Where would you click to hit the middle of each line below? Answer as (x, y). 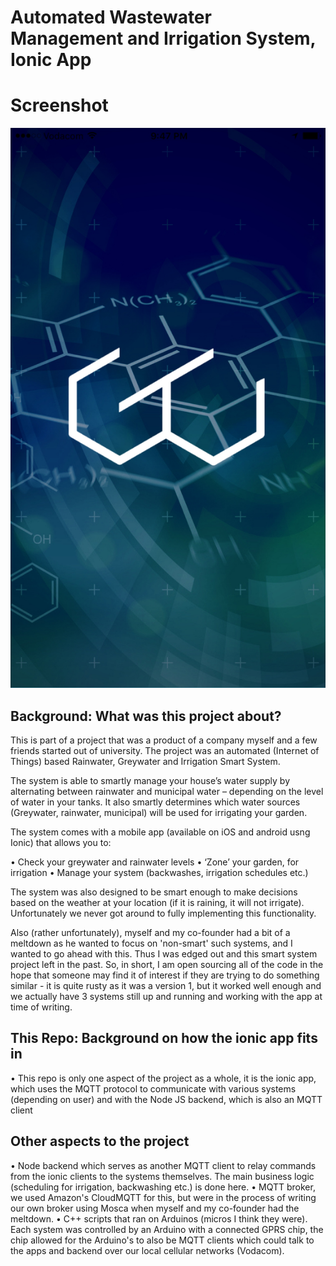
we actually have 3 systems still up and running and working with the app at (166, 996)
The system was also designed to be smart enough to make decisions (154, 892)
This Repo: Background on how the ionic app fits (164, 1038)
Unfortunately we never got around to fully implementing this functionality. (163, 913)
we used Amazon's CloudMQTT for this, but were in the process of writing (163, 1197)
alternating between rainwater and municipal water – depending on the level (167, 791)
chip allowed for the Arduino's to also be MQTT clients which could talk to (162, 1240)
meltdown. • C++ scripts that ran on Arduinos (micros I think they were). (159, 1218)
